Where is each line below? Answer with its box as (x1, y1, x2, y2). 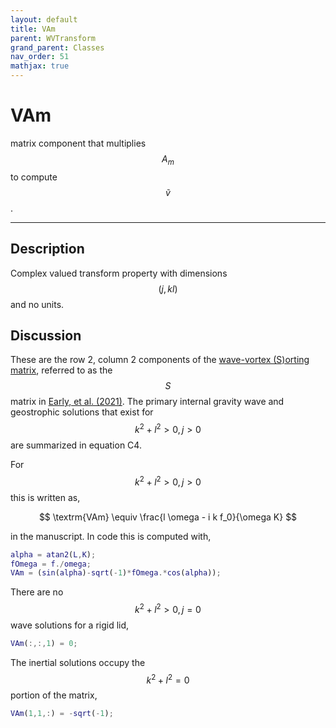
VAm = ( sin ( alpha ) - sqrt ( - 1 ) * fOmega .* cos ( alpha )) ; (10, 568, 222, 578)
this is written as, (10, 491, 81, 503)
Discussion (10, 327, 82, 344)
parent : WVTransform (10, 33, 97, 43)
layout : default (10, 14, 78, 25)
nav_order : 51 (10, 52, 70, 62)
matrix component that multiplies (10, 137, 147, 149)
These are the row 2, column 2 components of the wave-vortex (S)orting (10, 354, 310, 366)
